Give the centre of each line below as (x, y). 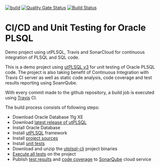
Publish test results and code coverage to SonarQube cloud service (82, 159)
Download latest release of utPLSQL (49, 122)
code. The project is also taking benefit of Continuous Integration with (77, 72)
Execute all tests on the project (44, 154)
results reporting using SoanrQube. (41, 83)
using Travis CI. (21, 97)
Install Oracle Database (36, 127)
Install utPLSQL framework (40, 133)
